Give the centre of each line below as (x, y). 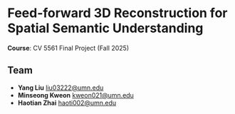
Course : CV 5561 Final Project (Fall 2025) (68, 48)
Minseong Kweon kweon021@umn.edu (75, 95)
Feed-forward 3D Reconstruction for (117, 13)
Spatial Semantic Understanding (105, 28)
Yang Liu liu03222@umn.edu (61, 88)
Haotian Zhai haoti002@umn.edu (67, 103)
